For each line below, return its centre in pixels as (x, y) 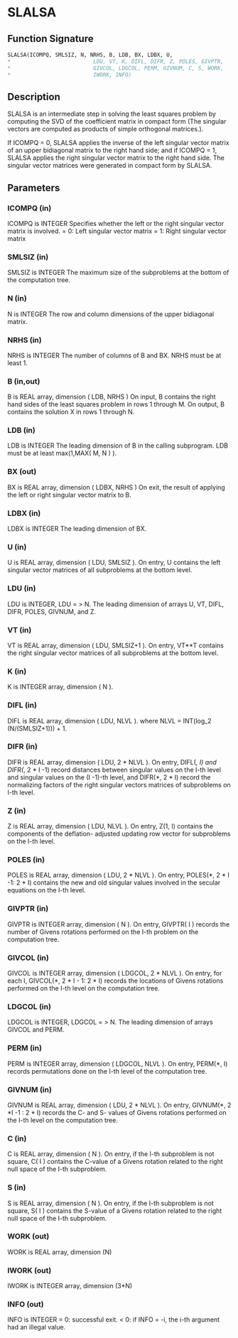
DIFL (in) (22, 706)
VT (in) (20, 630)
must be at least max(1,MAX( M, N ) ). (62, 453)
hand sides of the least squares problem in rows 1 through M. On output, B (116, 404)
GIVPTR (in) (28, 909)
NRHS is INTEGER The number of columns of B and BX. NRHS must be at (114, 355)
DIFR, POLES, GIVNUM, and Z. (52, 611)
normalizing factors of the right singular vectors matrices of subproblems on (119, 784)
